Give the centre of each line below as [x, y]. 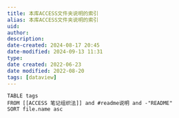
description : [26, 39]
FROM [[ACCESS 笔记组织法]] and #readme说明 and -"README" [90, 104]
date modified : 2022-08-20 [46, 71]
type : [15, 58]
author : [18, 33]
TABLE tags [23, 96]
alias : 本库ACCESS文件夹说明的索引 [53, 20]
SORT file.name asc [35, 109]
